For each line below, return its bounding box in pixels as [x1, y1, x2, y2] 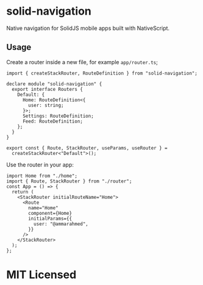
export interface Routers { [12, 86, 84, 92]
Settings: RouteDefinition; [22, 113, 94, 119]
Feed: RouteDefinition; [22, 118, 84, 124]
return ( [12, 189, 34, 195]
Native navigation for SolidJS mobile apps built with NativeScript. [6, 24, 169, 32]
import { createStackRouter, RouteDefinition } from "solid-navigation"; [6, 70, 198, 76]
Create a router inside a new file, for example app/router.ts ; [6, 58, 158, 65]
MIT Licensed [6, 267, 77, 281]
